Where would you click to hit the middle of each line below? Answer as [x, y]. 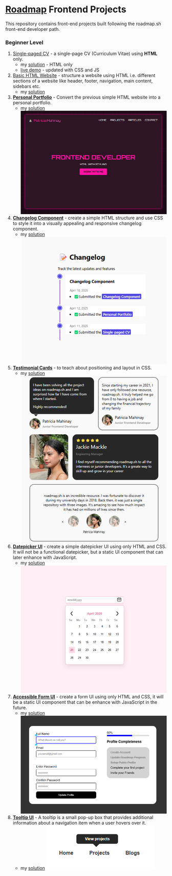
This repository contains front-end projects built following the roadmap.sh [83, 24]
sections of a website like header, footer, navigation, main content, [83, 81]
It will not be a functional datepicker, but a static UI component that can [88, 552]
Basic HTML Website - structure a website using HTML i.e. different [84, 75]
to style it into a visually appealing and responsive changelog [77, 223]
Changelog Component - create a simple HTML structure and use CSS [88, 218]
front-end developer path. [33, 29]
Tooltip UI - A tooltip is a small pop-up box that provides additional [83, 817]
